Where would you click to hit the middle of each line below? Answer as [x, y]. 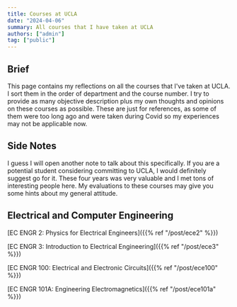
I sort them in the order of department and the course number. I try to [109, 94]
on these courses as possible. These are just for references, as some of [112, 108]
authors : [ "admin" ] [36, 34]
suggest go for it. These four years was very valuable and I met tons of [111, 178]
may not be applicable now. [47, 123]
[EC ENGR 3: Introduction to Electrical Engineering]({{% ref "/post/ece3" [113, 246]
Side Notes [32, 146]
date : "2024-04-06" [36, 21]
